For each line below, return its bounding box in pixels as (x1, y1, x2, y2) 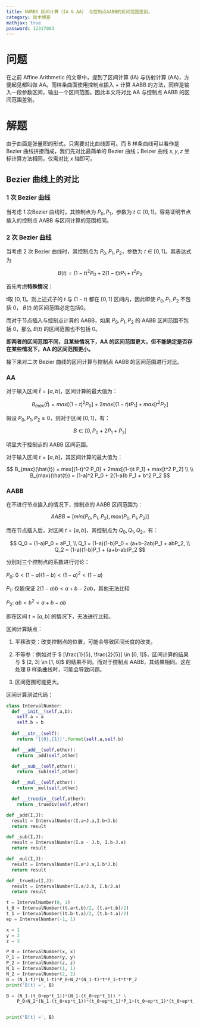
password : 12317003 (6, 25, 55, 32)
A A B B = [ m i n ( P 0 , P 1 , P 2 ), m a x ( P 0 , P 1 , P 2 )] (51, 513, 149, 522)
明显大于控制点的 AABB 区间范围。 (6, 441, 91, 448)
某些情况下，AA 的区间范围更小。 (11, 345, 94, 353)
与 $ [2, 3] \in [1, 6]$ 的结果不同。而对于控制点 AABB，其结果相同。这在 (14, 658, 191, 665)
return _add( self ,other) (17, 752, 79, 758)
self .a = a (17, 714, 44, 720)
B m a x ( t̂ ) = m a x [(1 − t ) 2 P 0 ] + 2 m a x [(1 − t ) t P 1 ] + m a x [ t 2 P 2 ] (32, 400, 168, 409)
